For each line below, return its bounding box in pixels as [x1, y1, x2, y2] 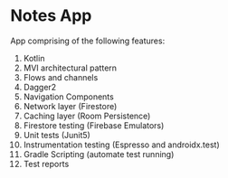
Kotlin [23, 52, 45, 63]
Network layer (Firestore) [23, 100, 118, 111]
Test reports [23, 158, 70, 169]
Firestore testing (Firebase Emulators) [23, 119, 165, 131]
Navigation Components [23, 91, 114, 102]
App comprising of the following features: [10, 35, 166, 46]
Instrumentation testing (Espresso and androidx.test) [23, 139, 220, 150]
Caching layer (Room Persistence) [23, 110, 151, 121]
